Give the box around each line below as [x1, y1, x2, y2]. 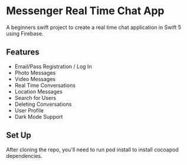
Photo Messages [14, 69, 56, 76]
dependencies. [6, 152, 42, 159]
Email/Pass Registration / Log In [14, 63, 93, 70]
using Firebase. [6, 30, 44, 37]
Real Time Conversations [14, 82, 76, 89]
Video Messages [14, 75, 56, 82]
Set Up [6, 130, 31, 140]
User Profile [14, 106, 44, 114]
